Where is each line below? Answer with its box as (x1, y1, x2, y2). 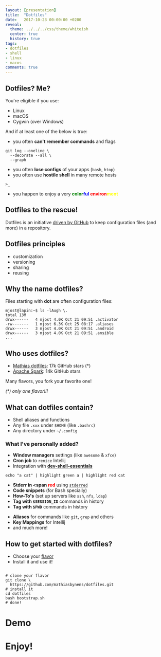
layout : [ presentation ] (5, 7, 57, 13)
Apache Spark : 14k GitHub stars (12, 368, 81, 374)
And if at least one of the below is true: (5, 128, 87, 134)
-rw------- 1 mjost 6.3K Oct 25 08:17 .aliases (5, 322, 114, 327)
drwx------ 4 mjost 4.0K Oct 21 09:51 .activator (5, 317, 118, 322)
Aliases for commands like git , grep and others (12, 514, 114, 520)
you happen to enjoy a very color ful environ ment (12, 191, 118, 197)
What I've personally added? (5, 440, 79, 447)
